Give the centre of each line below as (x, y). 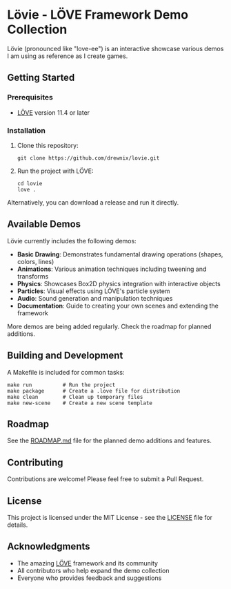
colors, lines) (36, 261)
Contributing (35, 462)
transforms (33, 276)
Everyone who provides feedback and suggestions (89, 578)
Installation (27, 130)
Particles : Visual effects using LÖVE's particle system (93, 291)
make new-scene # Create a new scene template (80, 403)
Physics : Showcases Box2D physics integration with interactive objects (119, 283)
